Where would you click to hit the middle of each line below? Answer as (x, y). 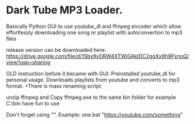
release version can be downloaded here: (56, 49)
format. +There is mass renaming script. (54, 86)
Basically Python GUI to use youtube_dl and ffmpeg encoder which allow (94, 26)
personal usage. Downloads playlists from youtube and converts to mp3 (93, 80)
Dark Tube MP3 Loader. (64, 10)
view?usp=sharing (28, 62)
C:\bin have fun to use (33, 103)
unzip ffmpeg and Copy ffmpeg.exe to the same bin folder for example (91, 97)
